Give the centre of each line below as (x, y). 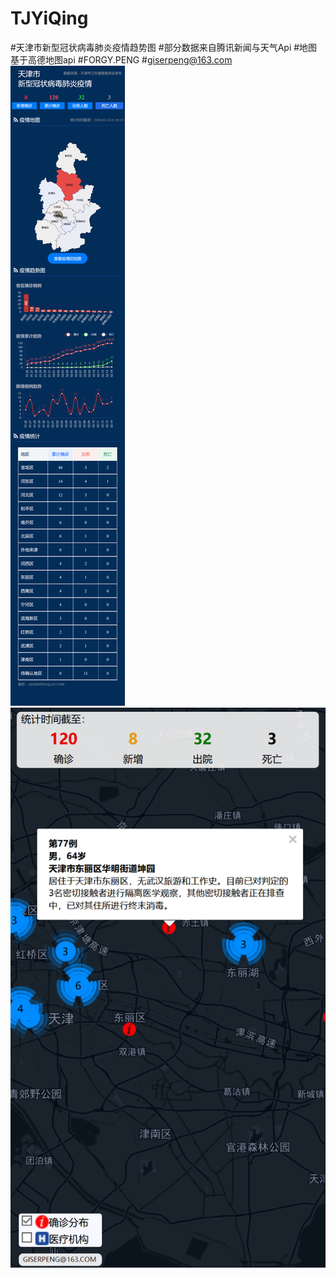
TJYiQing (49, 18)
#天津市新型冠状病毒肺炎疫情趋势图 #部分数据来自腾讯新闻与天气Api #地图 (164, 47)
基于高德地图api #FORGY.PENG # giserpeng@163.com (121, 59)
